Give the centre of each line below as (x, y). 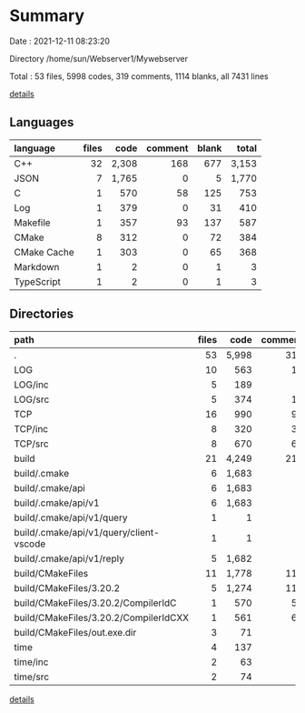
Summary (47, 16)
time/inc (31, 662)
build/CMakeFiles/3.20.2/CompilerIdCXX (102, 618)
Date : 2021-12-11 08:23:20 (60, 41)
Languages (42, 122)
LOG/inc (31, 385)
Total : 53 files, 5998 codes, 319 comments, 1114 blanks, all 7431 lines (139, 76)
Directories (42, 314)
